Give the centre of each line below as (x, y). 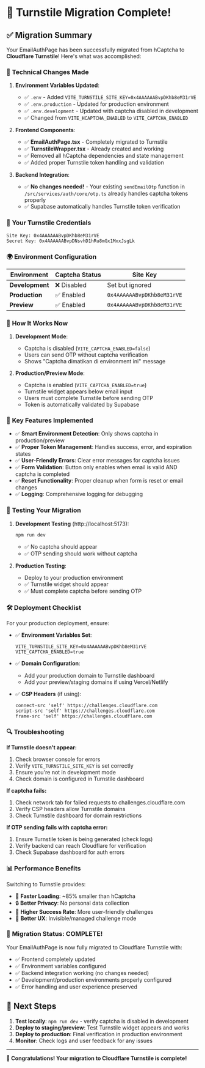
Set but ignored (129, 285)
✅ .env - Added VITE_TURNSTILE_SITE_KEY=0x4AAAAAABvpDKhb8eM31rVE (110, 97)
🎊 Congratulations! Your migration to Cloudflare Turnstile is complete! (97, 1058)
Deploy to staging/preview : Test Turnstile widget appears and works (102, 1028)
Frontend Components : (45, 130)
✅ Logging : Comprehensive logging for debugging (79, 494)
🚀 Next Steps (31, 1007)
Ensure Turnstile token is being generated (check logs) (84, 839)
